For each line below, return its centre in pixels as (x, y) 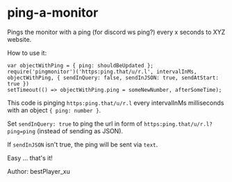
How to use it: (27, 53)
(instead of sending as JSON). (80, 131)
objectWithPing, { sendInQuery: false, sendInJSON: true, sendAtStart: (113, 78)
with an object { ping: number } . (54, 110)
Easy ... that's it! (30, 158)
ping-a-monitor (53, 13)
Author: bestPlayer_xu (39, 171)
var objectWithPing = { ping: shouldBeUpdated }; (81, 65)
